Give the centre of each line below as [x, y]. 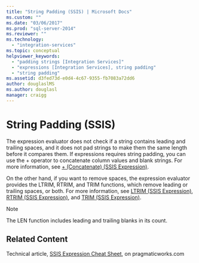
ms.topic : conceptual [33, 51]
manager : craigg [26, 95]
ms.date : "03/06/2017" [34, 23]
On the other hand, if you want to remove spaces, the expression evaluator [98, 178]
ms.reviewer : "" [26, 34]
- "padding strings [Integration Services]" [68, 62]
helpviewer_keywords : [33, 56]
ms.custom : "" [24, 17]
